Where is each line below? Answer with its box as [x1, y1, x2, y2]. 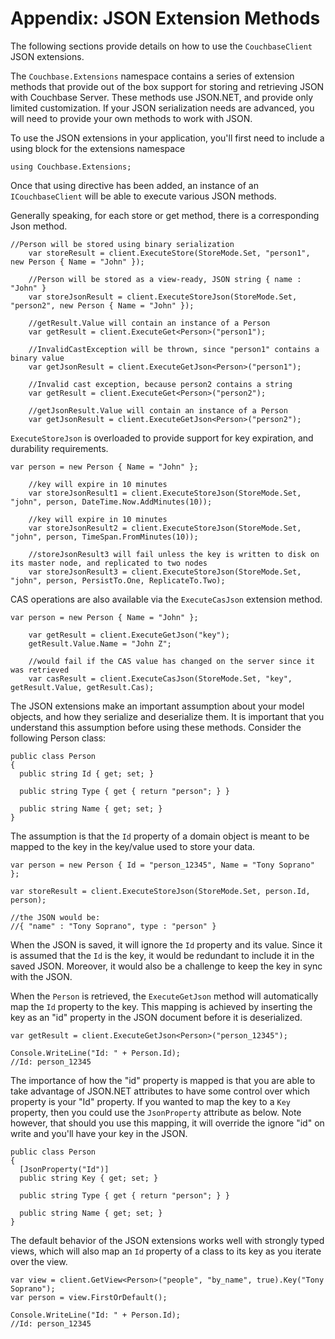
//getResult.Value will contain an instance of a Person [28, 318, 271, 328]
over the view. [10, 1255, 68, 1267]
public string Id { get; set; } [19, 768, 155, 779]
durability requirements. [10, 442, 109, 454]
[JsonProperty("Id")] [19, 1164, 110, 1174]
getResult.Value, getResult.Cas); [10, 682, 155, 692]
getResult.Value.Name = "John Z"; [28, 638, 172, 649]
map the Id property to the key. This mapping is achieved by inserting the [10, 1000, 313, 1012]
